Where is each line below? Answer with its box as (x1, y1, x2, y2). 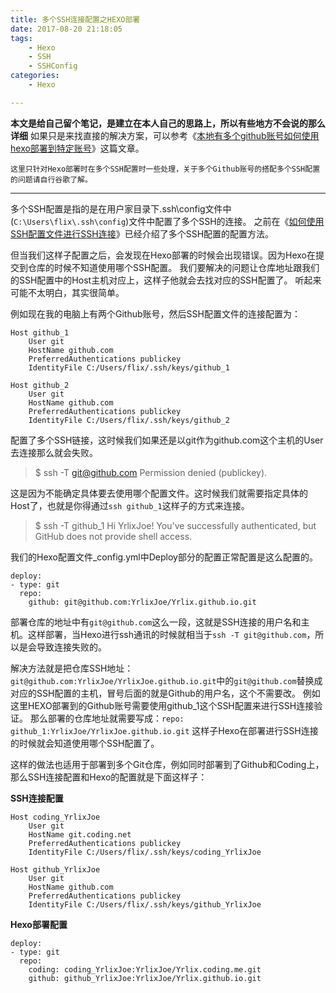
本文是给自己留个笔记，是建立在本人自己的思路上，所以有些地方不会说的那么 (10, 117, 326, 129)
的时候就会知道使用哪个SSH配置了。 (10, 737, 160, 749)
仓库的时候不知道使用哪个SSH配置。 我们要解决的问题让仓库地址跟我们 (27, 261, 320, 273)
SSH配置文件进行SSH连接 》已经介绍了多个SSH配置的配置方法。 (10, 227, 275, 240)
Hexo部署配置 (10, 918, 68, 930)
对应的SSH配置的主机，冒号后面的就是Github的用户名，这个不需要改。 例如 (10, 687, 321, 699)
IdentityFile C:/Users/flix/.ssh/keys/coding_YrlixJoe (28, 847, 262, 857)
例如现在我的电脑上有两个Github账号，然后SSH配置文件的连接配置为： (10, 307, 301, 320)
